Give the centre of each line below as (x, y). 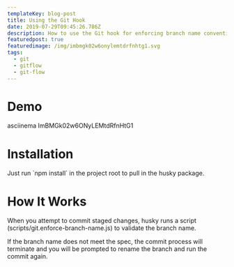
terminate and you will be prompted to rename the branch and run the (107, 249)
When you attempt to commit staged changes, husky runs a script (102, 221)
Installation (40, 154)
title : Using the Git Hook (46, 20)
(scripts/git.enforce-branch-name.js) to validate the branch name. (102, 228)
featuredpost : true (36, 40)
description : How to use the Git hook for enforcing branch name (104, 33)
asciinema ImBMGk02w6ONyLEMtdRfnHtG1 (70, 125)
